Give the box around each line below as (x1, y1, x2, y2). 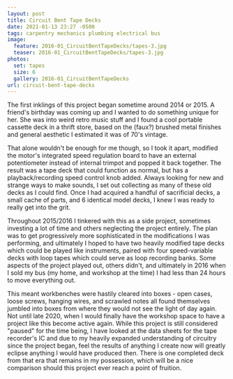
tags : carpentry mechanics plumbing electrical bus (7, 29, 160, 37)
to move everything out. (7, 276, 76, 285)
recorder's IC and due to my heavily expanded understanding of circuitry (7, 334, 217, 343)
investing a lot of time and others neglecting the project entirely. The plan (7, 224, 218, 232)
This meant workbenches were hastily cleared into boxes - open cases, (7, 290, 213, 298)
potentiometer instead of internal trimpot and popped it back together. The (7, 158, 222, 168)
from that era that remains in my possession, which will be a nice (7, 357, 194, 365)
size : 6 (13, 68, 36, 75)
